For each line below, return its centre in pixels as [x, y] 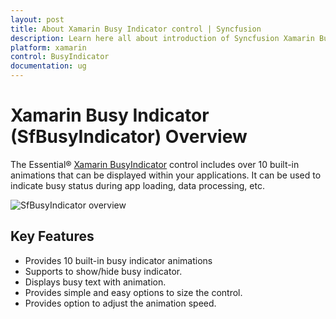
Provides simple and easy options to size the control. [133, 292]
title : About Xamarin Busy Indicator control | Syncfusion [136, 29]
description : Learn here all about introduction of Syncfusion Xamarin [162, 38]
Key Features [52, 236]
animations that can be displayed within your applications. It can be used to [166, 175]
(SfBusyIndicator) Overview [129, 137]
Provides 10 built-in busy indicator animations [118, 260]
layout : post [37, 19]
